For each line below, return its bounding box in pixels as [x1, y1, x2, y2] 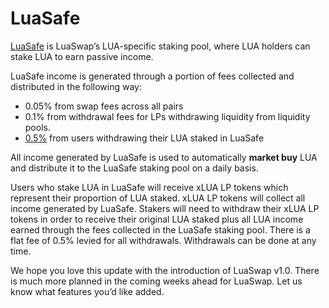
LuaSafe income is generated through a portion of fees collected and [10, 70, 295, 82]
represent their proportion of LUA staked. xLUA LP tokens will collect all [10, 192, 306, 204]
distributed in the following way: [10, 80, 142, 92]
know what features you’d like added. [10, 285, 165, 297]
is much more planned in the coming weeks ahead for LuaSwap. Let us [10, 275, 303, 287]
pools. [24, 121, 51, 133]
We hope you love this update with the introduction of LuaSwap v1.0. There [10, 264, 320, 276]
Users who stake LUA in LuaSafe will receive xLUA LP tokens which [10, 181, 289, 193]
